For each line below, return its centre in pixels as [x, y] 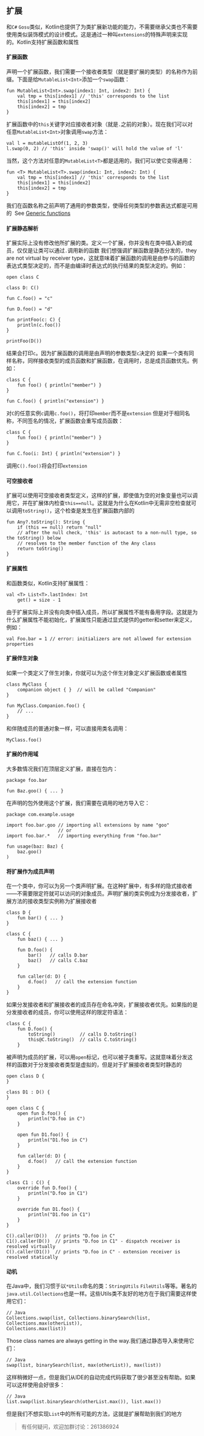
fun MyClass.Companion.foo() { [46, 706]
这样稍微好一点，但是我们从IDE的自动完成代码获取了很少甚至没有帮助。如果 [101, 1378]
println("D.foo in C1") [58, 1194]
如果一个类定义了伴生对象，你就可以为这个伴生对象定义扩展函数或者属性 [97, 673]
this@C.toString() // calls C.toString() [83, 1040]
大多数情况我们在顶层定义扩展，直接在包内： [62, 769]
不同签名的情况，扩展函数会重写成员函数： [70, 421]
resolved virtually [31, 1247]
